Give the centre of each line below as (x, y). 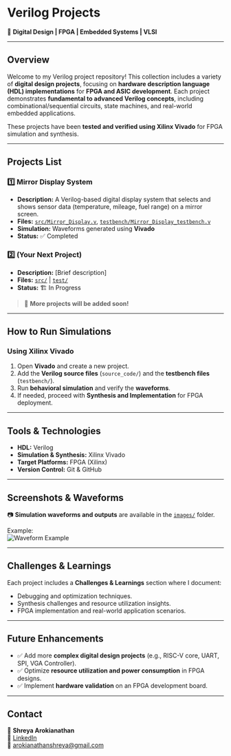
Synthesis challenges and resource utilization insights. (94, 603)
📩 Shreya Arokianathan (41, 731)
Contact (25, 714)
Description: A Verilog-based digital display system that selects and (114, 200)
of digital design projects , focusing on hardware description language (109, 83)
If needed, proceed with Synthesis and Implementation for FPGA (110, 396)
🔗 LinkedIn (22, 738)
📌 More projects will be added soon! (76, 303)
